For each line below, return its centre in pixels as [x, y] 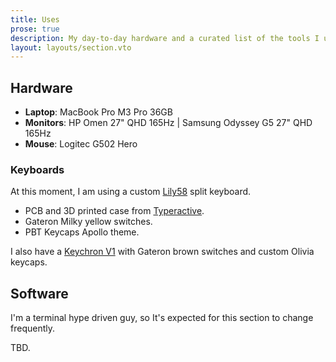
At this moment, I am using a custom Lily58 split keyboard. [131, 192]
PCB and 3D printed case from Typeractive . [114, 211]
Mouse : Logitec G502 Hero [81, 144]
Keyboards [37, 169]
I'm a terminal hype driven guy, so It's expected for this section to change [162, 318]
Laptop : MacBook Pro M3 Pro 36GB [98, 112]
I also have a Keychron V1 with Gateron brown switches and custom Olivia [162, 252]
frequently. [32, 328]
